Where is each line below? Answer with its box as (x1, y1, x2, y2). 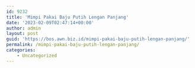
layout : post (6, 31, 39, 37)
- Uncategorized (17, 53, 58, 59)
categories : (6, 47, 36, 53)
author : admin (6, 25, 42, 31)
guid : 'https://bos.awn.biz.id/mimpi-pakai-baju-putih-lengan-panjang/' (6, 36, 190, 42)
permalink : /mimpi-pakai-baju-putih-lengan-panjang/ (6, 42, 140, 48)
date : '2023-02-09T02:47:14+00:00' (6, 20, 95, 25)
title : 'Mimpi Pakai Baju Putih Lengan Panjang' (6, 14, 129, 20)
